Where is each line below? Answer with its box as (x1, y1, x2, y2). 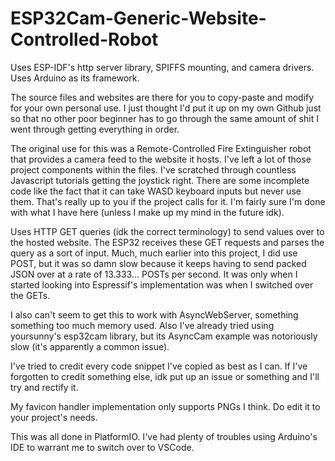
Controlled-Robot (10, 28, 159, 51)
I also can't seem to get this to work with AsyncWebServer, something (10, 308, 299, 321)
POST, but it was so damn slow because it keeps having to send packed (10, 257, 307, 269)
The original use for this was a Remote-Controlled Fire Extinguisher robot (10, 142, 312, 154)
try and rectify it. (10, 381, 79, 393)
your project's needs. (10, 411, 98, 423)
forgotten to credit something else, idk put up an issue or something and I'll (10, 370, 320, 382)
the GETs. (10, 289, 51, 301)
